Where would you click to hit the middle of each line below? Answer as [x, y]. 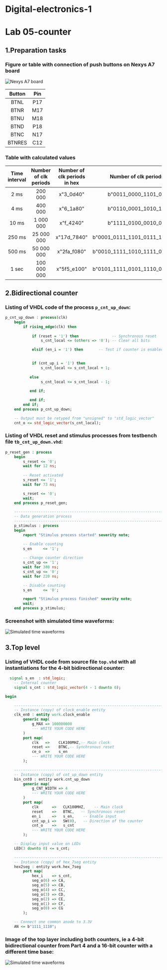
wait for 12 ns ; [40, 466]
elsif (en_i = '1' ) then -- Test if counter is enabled [97, 350]
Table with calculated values [40, 157]
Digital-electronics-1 [48, 9]
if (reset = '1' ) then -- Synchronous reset [94, 336]
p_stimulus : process [36, 526]
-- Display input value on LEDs [47, 844]
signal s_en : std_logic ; [38, 678]
